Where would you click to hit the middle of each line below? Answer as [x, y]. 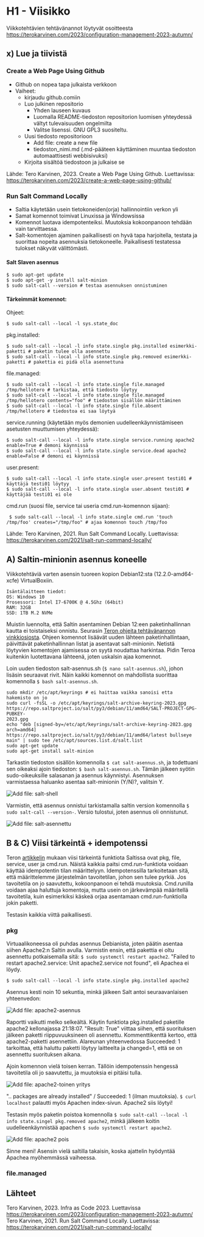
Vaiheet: [26, 91]
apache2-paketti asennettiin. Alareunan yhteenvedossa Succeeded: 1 [93, 1041]
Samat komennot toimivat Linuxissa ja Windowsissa [80, 216]
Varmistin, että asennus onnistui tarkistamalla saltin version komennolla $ [98, 806]
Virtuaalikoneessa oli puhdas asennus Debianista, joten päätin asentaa [95, 944]
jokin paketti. [22, 903]
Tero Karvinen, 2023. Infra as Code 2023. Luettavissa [74, 1208]
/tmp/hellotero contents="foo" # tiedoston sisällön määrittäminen [94, 401]
